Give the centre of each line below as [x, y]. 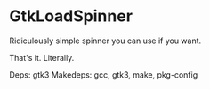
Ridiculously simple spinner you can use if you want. [105, 41]
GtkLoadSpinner [71, 16]
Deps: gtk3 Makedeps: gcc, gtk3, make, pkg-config [104, 74]
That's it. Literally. [42, 57]
